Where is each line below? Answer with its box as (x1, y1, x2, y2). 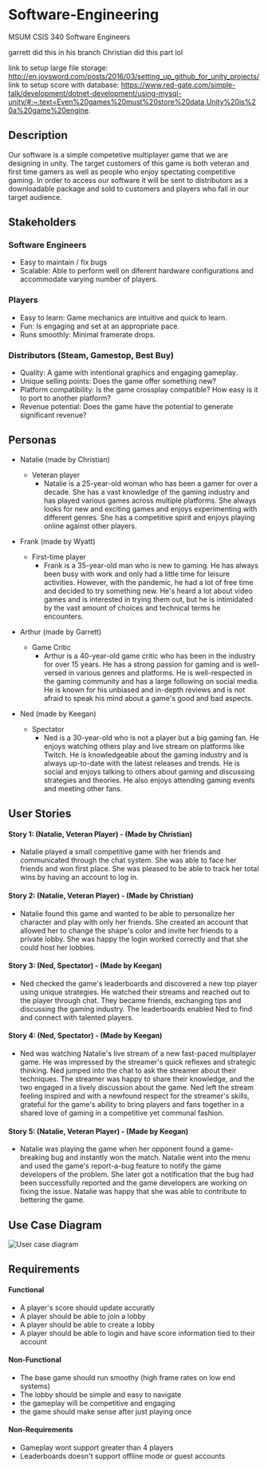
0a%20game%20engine (8, 105, 89, 115)
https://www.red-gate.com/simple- (120, 80, 236, 90)
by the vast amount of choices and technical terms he (43, 603, 221, 612)
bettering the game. (19, 1195, 85, 1204)
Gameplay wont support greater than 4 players (19, 1443, 174, 1452)
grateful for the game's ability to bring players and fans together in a (19, 1100, 245, 1109)
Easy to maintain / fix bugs (19, 257, 108, 267)
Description (8, 129, 68, 142)
